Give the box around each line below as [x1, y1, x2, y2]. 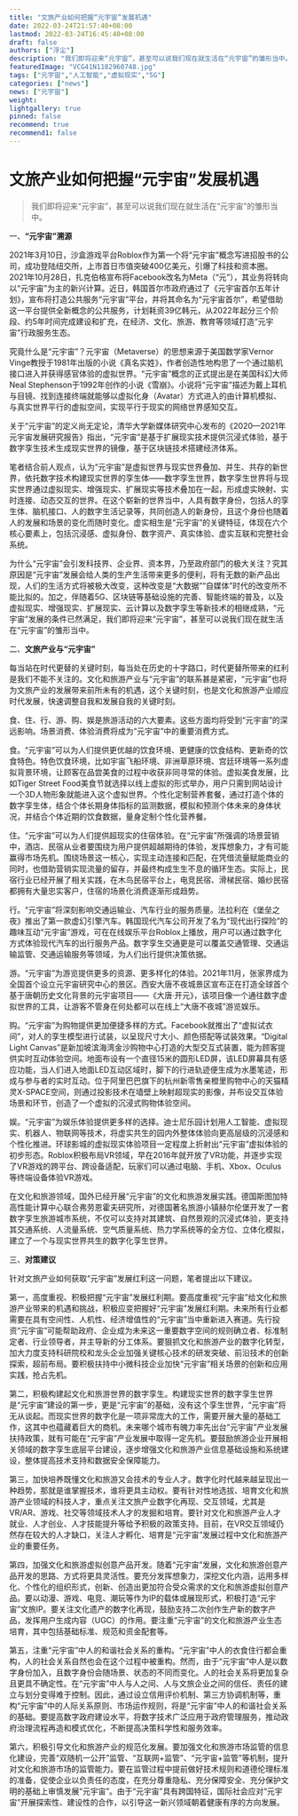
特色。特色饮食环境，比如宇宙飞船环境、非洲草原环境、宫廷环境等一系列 [16, 756, 281, 766]
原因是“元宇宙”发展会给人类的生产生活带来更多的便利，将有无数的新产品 [9, 569, 273, 580]
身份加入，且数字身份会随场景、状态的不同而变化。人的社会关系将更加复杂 [16, 1667, 289, 1677]
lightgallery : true [9, 104, 82, 113]
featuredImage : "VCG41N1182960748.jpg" [9, 63, 157, 72]
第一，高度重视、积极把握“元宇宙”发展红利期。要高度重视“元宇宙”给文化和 [9, 1291, 279, 1302]
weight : [9, 95, 38, 105]
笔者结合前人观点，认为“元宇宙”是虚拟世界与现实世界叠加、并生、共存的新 [9, 461, 281, 472]
